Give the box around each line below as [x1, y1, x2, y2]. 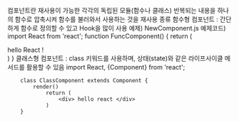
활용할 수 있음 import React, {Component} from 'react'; [26, 63, 185, 71]
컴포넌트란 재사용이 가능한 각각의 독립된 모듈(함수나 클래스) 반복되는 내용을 [7, 6, 216, 14]
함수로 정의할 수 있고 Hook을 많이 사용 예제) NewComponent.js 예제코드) [20, 24, 226, 32]
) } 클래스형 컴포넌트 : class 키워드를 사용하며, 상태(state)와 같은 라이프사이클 [7, 54, 223, 62]
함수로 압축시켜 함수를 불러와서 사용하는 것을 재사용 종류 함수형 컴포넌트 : [14, 15, 219, 23]
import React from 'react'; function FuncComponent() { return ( [7, 32, 193, 40]
